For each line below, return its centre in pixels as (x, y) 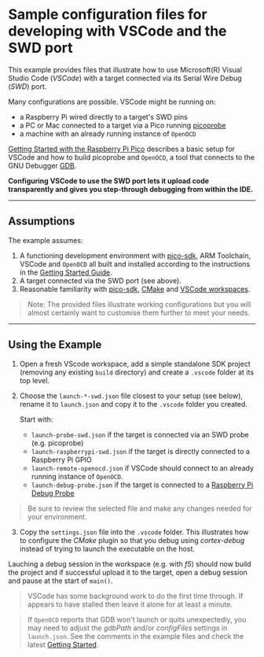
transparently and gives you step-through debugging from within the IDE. (131, 189)
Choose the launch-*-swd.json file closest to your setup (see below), (131, 396)
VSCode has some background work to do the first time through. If (135, 596)
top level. (34, 380)
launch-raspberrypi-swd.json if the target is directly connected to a (140, 451)
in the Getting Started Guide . (66, 272)
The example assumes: (46, 240)
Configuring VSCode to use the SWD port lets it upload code (109, 181)
